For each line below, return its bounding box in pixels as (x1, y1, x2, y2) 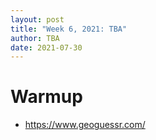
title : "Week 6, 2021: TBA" (10, 24, 128, 34)
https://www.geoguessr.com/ (24, 119, 146, 131)
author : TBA (10, 33, 60, 43)
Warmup (10, 86, 83, 108)
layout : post (10, 14, 65, 25)
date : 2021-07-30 (10, 42, 83, 53)
